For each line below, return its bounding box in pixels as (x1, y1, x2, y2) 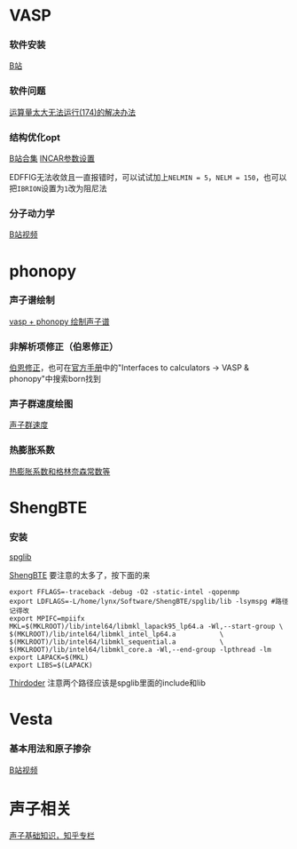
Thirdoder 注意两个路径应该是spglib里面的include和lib (9, 678, 206, 688)
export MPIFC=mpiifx (9, 615, 86, 623)
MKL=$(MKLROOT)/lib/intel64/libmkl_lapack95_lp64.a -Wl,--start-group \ (9, 623, 284, 631)
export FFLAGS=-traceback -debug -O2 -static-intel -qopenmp (9, 588, 240, 597)
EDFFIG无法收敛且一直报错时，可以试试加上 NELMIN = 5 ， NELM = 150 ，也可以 (9, 172, 287, 183)
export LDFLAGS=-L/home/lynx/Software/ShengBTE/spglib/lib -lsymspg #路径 (9, 597, 289, 607)
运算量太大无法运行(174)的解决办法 (9, 107, 137, 117)
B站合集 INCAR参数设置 (9, 153, 96, 164)
